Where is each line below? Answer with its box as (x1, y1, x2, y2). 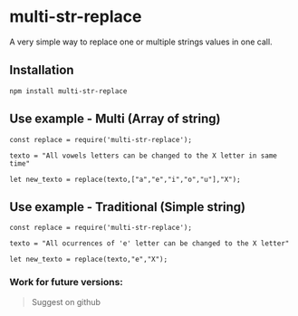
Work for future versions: (9, 276, 124, 289)
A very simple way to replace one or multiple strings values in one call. (9, 36, 274, 47)
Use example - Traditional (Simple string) (9, 199, 246, 215)
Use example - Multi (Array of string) (9, 111, 221, 127)
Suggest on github (31, 296, 101, 307)
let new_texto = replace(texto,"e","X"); (9, 255, 168, 264)
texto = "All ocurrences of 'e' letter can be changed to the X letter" (9, 239, 290, 248)
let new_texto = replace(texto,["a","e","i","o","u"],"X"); (9, 175, 242, 184)
